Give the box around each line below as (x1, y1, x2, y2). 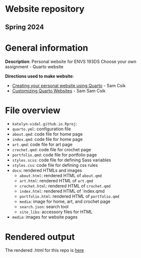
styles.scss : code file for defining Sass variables (12, 157, 111, 163)
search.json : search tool (19, 204, 69, 210)
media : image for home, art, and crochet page (19, 198, 111, 204)
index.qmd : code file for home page (12, 137, 83, 142)
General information (5, 42, 88, 53)
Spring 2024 (5, 23, 44, 31)
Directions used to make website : (5, 73, 74, 79)
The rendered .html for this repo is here (5, 247, 84, 253)
